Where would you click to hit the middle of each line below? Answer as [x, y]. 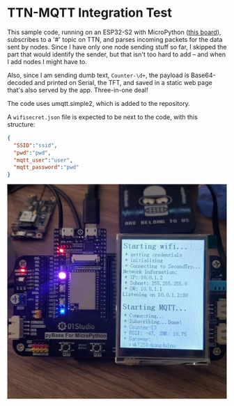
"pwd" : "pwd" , [32, 153]
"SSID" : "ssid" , [36, 145]
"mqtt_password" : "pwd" [46, 167]
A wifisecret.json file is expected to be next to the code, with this [103, 117]
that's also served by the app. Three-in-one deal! [78, 90]
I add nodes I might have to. [47, 61]
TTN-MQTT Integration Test [89, 13]
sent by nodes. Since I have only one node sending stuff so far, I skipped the [117, 47]
